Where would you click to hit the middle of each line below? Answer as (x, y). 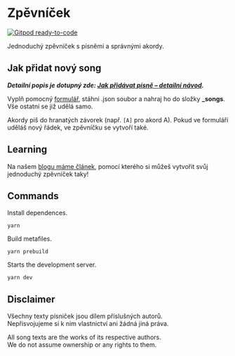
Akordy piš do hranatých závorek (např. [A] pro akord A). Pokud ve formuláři (118, 120)
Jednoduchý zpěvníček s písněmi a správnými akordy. (86, 46)
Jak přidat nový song (54, 68)
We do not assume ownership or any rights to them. (82, 345)
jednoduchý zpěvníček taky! (48, 174)
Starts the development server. (52, 265)
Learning (27, 150)
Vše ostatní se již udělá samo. (50, 106)
